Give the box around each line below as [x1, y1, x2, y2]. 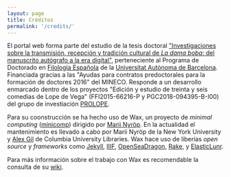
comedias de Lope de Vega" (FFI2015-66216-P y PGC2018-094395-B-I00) [7, 93, 220, 101]
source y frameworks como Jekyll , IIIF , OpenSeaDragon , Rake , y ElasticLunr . [7, 142, 224, 151]
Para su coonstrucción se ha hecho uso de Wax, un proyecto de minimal [7, 113, 212, 121]
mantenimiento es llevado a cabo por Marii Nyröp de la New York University [7, 128, 222, 136]
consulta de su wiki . [7, 163, 64, 172]
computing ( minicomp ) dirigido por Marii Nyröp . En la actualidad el [7, 121, 196, 129]
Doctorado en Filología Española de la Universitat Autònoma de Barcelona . [7, 63, 218, 72]
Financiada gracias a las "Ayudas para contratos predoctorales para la [7, 71, 206, 79]
